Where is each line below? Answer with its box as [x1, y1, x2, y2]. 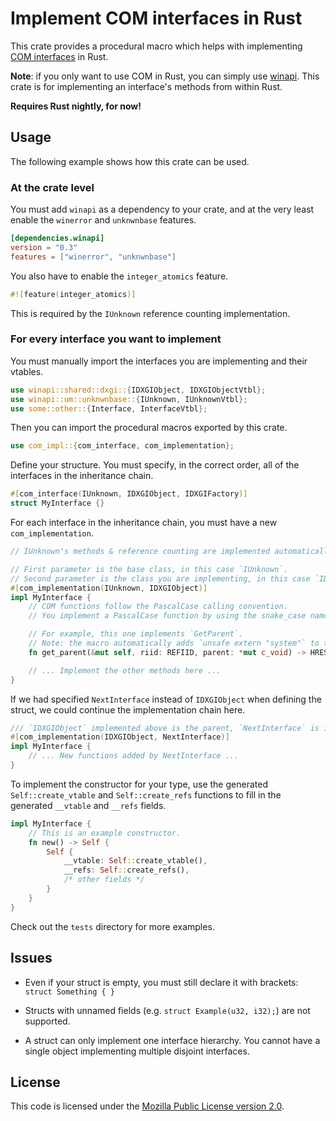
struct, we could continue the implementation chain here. [10, 703, 246, 716]
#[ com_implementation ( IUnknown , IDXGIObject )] [10, 583, 208, 593]
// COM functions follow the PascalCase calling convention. [28, 602, 288, 612]
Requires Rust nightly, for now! [10, 100, 142, 112]
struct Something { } [24, 987, 115, 997]
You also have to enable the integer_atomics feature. [10, 270, 229, 282]
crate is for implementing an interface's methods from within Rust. [10, 80, 283, 92]
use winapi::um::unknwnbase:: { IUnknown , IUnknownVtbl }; [10, 394, 248, 404]
